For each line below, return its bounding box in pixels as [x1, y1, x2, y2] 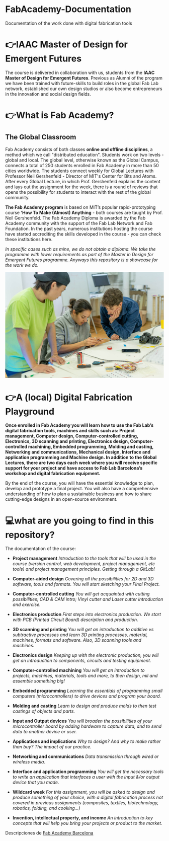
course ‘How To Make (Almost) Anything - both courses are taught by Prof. [5, 209, 163, 215]
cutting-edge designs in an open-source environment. [5, 496, 118, 502]
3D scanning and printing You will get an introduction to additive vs [12, 627, 154, 633]
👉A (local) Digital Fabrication [5, 392, 133, 403]
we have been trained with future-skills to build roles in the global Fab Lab [5, 80, 158, 86]
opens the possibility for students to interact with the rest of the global [5, 189, 151, 195]
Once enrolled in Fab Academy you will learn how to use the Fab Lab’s [5, 422, 154, 428]
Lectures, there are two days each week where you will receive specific [5, 460, 157, 466]
